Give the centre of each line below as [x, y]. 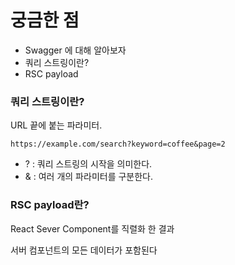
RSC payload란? [50, 205]
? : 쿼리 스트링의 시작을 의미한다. [88, 164]
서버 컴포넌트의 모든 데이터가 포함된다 [84, 250]
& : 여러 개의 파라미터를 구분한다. [89, 177]
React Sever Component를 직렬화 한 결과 [92, 228]
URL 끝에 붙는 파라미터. [56, 125]
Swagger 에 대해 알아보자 [75, 50]
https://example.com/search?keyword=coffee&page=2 [118, 144]
